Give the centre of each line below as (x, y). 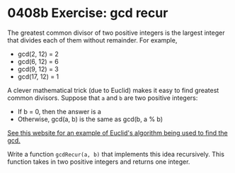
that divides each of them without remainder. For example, (92, 40)
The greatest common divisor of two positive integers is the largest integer (116, 33)
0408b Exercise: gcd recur (88, 13)
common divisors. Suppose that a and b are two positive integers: (103, 98)
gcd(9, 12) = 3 (38, 69)
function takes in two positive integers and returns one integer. (99, 162)
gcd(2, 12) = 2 (38, 54)
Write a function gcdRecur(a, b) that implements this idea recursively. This (116, 154)
